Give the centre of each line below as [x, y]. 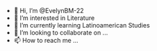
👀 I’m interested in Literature [54, 18]
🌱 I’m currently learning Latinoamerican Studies [82, 25]
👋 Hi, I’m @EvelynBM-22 [49, 11]
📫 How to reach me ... [46, 40]
